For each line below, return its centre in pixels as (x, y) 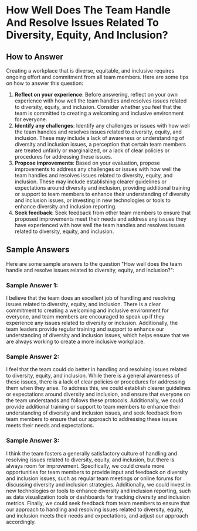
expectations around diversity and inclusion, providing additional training (102, 188)
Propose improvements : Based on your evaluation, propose (87, 163)
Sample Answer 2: (33, 357)
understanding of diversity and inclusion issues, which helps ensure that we (98, 335)
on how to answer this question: (45, 83)
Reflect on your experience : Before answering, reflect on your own (96, 95)
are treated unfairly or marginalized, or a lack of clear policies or (92, 150)
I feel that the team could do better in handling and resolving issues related (96, 369)
